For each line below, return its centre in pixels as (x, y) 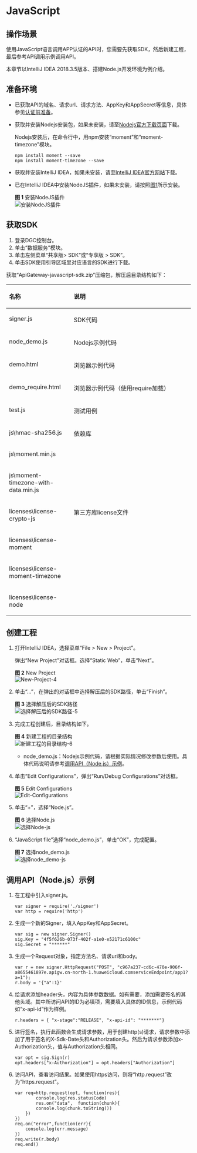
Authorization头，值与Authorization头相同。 (68, 1047)
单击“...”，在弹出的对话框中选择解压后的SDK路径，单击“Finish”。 (92, 691)
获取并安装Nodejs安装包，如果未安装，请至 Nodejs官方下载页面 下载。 (98, 124)
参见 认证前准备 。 (35, 112)
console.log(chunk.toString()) (74, 1109)
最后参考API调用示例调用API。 (43, 56)
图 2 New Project (35, 673)
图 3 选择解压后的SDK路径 (46, 704)
